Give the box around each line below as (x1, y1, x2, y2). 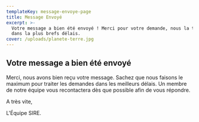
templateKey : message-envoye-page (6, 8, 92, 15)
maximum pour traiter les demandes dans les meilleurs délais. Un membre (6, 80, 187, 87)
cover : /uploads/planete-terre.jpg (6, 36, 94, 42)
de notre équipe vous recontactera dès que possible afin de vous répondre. (6, 86, 191, 94)
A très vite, (6, 98, 33, 105)
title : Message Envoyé (6, 14, 62, 20)
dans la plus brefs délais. (11, 31, 81, 37)
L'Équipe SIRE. (6, 109, 41, 116)
